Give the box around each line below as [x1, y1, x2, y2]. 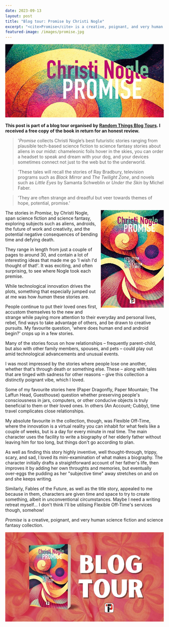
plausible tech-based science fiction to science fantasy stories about [17, 143, 161, 149]
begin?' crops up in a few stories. [5, 330, 74, 336]
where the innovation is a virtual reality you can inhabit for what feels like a [5, 423, 160, 429]
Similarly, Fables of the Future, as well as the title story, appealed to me [5, 485, 153, 492]
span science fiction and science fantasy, [5, 215, 92, 221]
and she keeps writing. [5, 476, 53, 482]
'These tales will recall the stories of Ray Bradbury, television [17, 169, 144, 175]
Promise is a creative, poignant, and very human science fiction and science [5, 516, 163, 522]
